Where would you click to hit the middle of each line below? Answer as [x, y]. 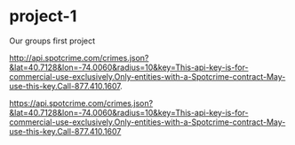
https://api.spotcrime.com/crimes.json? [81, 103]
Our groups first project [52, 41]
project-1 [43, 16]
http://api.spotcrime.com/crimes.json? [79, 57]
